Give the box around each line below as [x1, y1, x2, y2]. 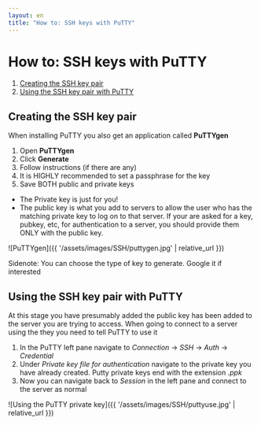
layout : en [8, 11, 44, 20]
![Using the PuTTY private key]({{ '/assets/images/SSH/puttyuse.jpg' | [8, 400, 236, 409]
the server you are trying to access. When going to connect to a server [8, 320, 238, 329]
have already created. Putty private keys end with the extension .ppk [19, 368, 242, 378]
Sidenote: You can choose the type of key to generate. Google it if [8, 259, 222, 268]
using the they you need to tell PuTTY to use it [8, 327, 158, 337]
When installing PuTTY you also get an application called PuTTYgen [8, 131, 230, 140]
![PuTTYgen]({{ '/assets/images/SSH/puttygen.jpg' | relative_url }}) [8, 243, 225, 253]
